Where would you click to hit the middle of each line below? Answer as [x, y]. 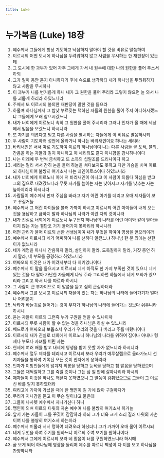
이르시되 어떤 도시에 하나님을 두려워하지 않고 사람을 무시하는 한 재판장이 [81, 55]
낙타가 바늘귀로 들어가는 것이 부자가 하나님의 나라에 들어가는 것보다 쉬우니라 [85, 305]
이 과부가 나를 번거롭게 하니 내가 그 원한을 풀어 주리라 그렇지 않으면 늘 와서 [83, 92]
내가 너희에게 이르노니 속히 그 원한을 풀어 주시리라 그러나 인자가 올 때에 [80, 123]
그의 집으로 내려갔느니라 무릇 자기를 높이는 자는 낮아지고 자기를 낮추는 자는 [83, 183]
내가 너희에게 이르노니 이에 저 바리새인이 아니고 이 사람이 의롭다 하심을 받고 [84, 177]
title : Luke [18, 9]
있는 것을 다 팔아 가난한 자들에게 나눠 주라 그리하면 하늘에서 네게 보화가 [80, 274]
